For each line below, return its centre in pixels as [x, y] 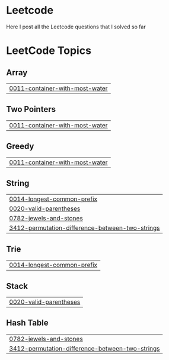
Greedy [20, 147]
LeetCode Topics [49, 51]
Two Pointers [31, 109]
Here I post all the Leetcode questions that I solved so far [76, 27]
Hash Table [27, 323]
